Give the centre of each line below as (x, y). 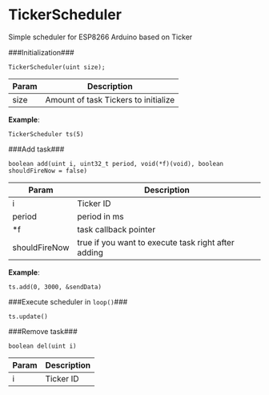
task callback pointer (116, 229)
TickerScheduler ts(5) (46, 134)
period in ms (100, 216)
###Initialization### (41, 52)
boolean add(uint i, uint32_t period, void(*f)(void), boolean (116, 163)
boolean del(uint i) (43, 346)
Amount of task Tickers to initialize (110, 99)
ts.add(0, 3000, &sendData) (55, 287)
